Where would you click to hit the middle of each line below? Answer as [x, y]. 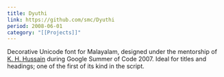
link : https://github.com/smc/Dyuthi [61, 20]
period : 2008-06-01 [35, 26]
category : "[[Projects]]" [44, 32]
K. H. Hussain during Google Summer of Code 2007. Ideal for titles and [107, 59]
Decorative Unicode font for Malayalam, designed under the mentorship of [112, 52]
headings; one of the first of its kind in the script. [76, 66]
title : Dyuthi [27, 13]
